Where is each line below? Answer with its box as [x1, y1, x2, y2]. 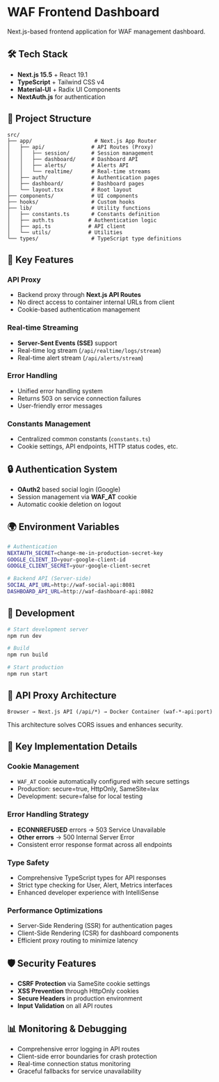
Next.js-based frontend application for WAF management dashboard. [7, 27, 206, 36]
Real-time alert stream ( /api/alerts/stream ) [17, 353, 144, 362]
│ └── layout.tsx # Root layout [7, 186, 132, 193]
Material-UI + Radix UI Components [17, 85, 121, 93]
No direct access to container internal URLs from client [17, 298, 175, 307]
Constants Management [7, 419, 91, 429]
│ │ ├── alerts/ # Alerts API [7, 162, 129, 169]
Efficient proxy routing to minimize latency [17, 936, 138, 945]
